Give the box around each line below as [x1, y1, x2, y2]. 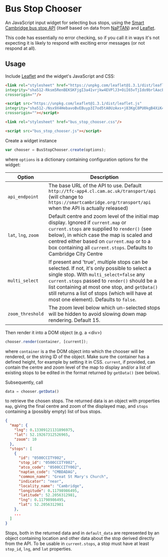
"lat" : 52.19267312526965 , [14, 432, 70, 437]
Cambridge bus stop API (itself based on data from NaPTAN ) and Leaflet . [5, 25, 156, 31]
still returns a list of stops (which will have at [48, 290, 152, 297]
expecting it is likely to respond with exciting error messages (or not [5, 40, 145, 46]
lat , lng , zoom [7, 231, 39, 238]
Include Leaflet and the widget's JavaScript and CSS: [5, 73, 115, 79]
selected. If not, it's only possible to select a [48, 264, 151, 271]
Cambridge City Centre [48, 250, 103, 257]
